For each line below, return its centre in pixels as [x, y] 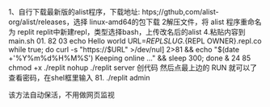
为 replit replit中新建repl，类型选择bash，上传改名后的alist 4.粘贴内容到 [127, 32]
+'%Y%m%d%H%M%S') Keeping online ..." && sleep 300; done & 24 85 [130, 58]
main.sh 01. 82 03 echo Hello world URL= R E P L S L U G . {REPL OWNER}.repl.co [135, 41]
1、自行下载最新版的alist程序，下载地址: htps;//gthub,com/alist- [114, 12]
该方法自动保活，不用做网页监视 [61, 95]
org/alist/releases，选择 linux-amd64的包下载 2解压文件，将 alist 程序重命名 [135, 22]
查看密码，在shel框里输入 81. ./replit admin [79, 78]
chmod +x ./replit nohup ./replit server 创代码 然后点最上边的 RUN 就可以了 [133, 68]
